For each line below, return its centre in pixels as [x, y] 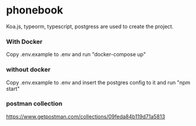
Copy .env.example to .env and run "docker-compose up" [76, 55]
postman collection [34, 104]
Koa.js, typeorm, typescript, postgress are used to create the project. [90, 26]
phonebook [35, 10]
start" [13, 88]
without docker [29, 70]
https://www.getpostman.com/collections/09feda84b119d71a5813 [86, 116]
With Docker [24, 42]
